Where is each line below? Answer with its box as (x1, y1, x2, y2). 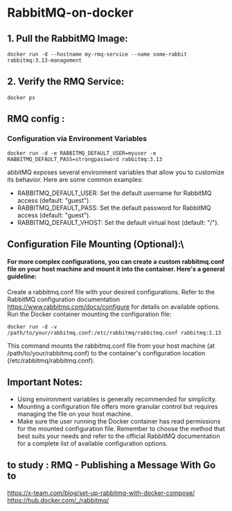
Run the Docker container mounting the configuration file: (7, 310, 172, 319)
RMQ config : (7, 113, 65, 125)
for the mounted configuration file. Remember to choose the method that (17, 424, 225, 433)
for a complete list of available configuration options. (17, 439, 168, 447)
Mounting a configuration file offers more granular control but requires (17, 402, 218, 410)
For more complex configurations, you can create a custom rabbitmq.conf (7, 258, 225, 266)
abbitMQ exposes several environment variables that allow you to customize (7, 168, 225, 176)
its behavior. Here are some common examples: (7, 175, 143, 183)
